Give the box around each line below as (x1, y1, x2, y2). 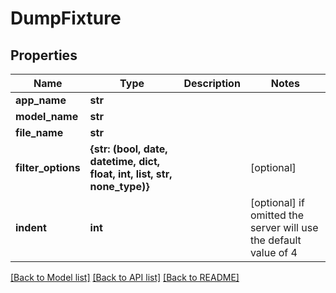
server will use (249, 221, 319, 234)
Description (183, 77, 241, 90)
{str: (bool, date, (89, 142, 168, 156)
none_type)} (89, 180, 150, 193)
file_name (15, 126, 64, 139)
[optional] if (249, 196, 305, 209)
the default (249, 233, 302, 247)
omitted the (249, 208, 305, 222)
